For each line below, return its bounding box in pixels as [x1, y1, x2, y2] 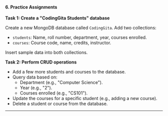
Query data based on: [12, 74, 57, 80]
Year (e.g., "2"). [19, 85, 52, 91]
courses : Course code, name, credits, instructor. [12, 40, 111, 46]
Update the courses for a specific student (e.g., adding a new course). [12, 95, 157, 101]
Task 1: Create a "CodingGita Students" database [5, 15, 110, 21]
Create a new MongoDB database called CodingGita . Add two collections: [5, 25, 156, 31]
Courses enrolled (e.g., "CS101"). [19, 90, 88, 96]
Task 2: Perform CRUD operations [5, 59, 77, 65]
